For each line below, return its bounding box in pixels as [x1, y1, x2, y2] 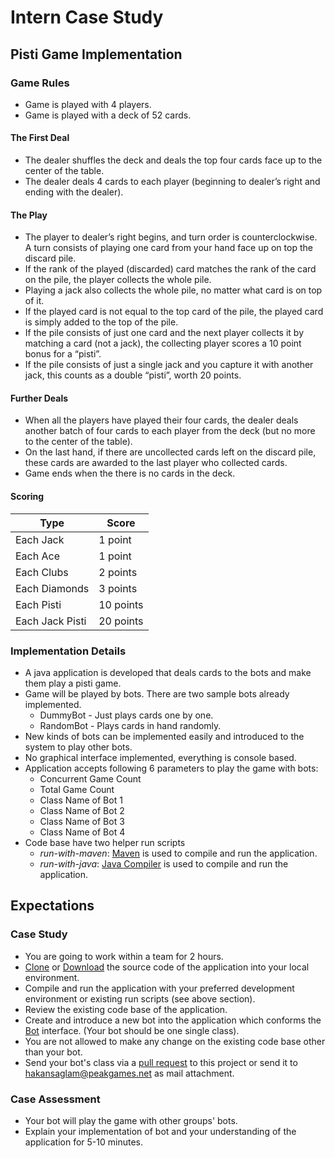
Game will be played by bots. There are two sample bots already [24, 687, 290, 700]
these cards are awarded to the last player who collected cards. [24, 457, 288, 469]
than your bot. [24, 1046, 83, 1058]
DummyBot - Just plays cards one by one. [39, 709, 214, 721]
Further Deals [10, 392, 69, 404]
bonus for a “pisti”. [24, 348, 102, 360]
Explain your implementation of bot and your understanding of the [24, 1125, 297, 1137]
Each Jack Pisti [15, 614, 87, 628]
